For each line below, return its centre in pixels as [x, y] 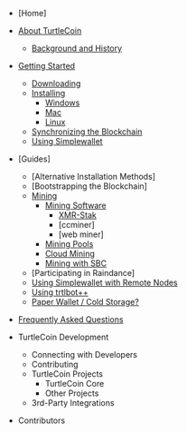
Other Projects [72, 393]
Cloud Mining [70, 254]
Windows [62, 103]
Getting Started [46, 66]
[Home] [32, 13]
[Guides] [34, 159]
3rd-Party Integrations [73, 403]
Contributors [42, 420]
